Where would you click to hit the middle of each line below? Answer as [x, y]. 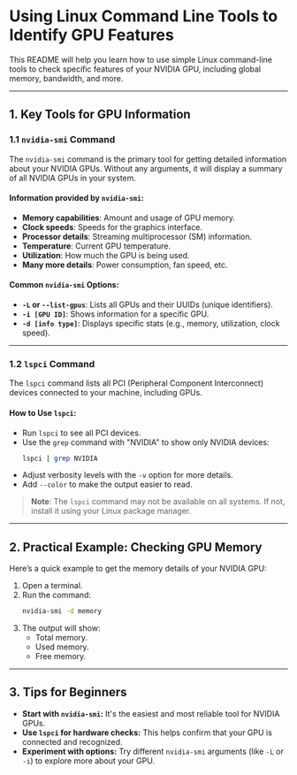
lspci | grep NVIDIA [60, 458]
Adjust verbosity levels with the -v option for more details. [128, 475]
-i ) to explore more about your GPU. [88, 760]
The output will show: [61, 628]
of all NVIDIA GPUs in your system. [73, 178]
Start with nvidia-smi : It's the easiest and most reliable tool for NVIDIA [151, 713]
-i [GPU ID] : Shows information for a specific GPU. [115, 314]
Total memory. [61, 638]
